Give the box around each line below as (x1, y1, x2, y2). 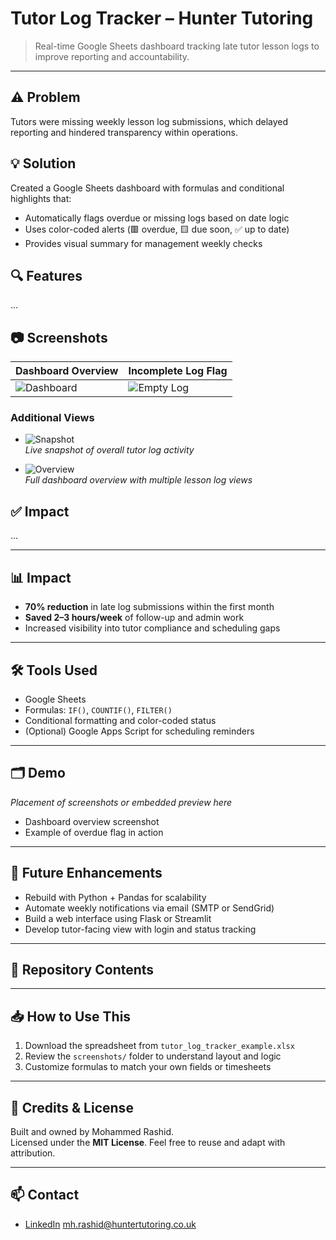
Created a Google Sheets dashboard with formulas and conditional (10, 182, 285, 194)
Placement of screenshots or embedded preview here (10, 796, 232, 808)
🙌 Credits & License (10, 1099, 134, 1116)
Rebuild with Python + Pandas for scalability (24, 891, 207, 903)
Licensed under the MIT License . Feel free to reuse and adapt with (10, 1136, 286, 1148)
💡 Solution (10, 155, 77, 172)
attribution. (10, 1147, 56, 1159)
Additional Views (10, 411, 95, 425)
